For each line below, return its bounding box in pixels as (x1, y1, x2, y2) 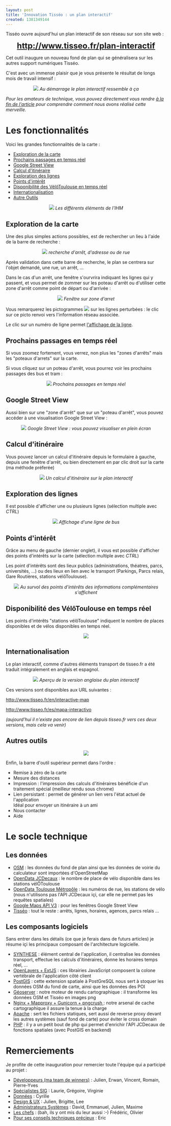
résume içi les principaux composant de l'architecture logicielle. (6, 941, 139, 948)
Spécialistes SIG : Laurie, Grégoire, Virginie (13, 1088, 104, 1094)
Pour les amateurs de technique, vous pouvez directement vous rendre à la (6, 96, 164, 102)
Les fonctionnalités (6, 124, 89, 136)
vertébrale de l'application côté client (13, 973, 92, 979)
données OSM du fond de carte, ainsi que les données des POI (13, 984, 146, 990)
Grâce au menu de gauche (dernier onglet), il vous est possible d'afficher (6, 547, 160, 553)
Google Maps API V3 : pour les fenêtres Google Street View (13, 902, 138, 908)
